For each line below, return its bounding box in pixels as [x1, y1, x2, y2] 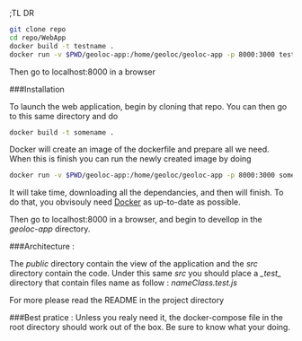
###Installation [9, 83, 65, 94]
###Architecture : [9, 241, 75, 252]
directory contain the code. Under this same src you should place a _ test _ [9, 268, 281, 279]
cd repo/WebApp [9, 33, 67, 42]
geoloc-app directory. [9, 223, 91, 234]
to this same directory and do [9, 110, 119, 121]
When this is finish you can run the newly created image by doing [9, 153, 252, 164]
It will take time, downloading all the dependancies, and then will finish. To [9, 188, 284, 198]
